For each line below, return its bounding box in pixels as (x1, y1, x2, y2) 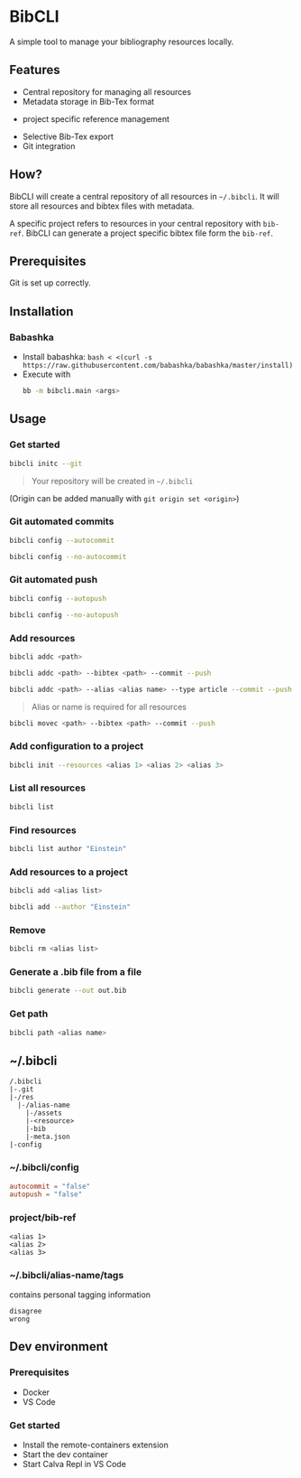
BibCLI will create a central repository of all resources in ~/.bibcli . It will (9, 191, 279, 201)
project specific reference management (22, 113, 169, 124)
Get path (9, 1007, 49, 1020)
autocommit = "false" (9, 1182, 91, 1191)
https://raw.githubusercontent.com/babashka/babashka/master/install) (22, 361, 294, 370)
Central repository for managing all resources (22, 86, 192, 97)
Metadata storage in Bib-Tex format (22, 96, 155, 107)
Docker (22, 1387, 50, 1398)
